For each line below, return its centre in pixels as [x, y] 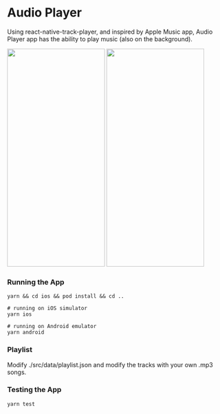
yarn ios [20, 314]
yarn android [26, 333]
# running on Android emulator [52, 327]
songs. [17, 372]
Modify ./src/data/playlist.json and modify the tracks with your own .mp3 [110, 364]
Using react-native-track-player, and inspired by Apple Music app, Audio [110, 32]
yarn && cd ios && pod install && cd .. [66, 296]
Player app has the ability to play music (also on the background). [100, 39]
